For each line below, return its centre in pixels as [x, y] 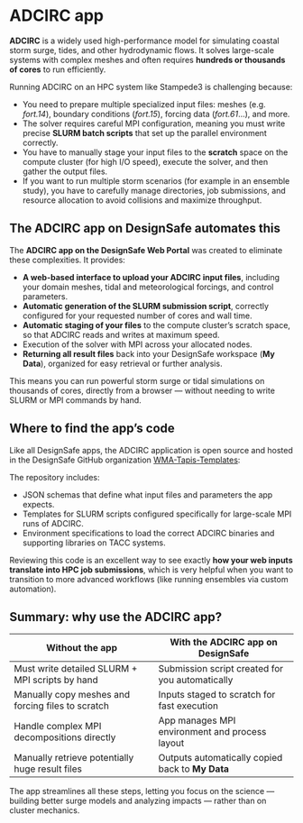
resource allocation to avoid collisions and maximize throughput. [142, 200]
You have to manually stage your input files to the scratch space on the [155, 152]
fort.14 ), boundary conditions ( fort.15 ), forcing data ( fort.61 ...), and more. [156, 114]
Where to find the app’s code [92, 429]
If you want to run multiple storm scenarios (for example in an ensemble [156, 180]
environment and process [212, 732]
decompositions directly [65, 737]
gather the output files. [65, 171]
